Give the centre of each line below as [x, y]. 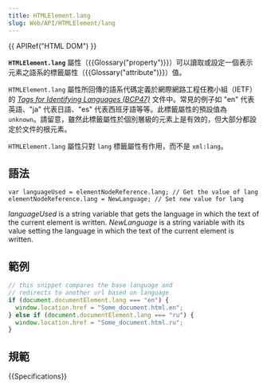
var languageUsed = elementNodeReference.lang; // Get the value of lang [133, 192]
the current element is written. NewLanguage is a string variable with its [127, 222]
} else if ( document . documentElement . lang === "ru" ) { [101, 315]
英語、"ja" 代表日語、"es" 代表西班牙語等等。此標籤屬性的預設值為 [118, 109]
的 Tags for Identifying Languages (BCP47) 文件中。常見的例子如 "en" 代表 [132, 99]
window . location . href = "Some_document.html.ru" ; [99, 322]
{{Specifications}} [38, 376]
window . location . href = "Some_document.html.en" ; [99, 308]
